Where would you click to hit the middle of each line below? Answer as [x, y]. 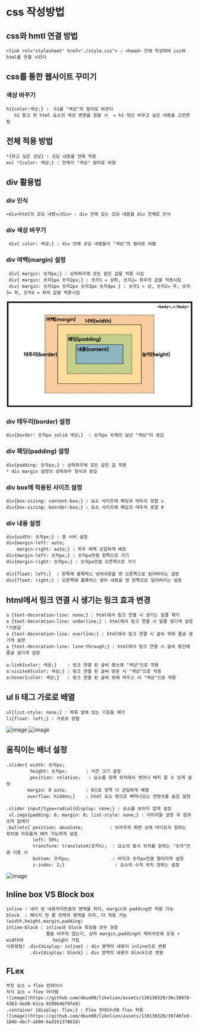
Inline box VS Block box [50, 894]
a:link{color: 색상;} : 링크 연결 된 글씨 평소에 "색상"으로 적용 [82, 665]
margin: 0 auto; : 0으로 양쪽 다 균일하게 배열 [88, 790]
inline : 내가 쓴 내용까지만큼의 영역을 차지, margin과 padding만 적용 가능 [90, 909]
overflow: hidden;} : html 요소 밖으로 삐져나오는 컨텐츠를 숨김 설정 [109, 796]
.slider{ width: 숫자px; [36, 765]
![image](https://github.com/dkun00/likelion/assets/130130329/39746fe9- [99, 1016]
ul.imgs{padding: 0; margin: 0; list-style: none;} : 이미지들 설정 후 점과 [100, 815]
